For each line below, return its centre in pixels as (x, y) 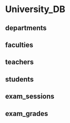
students (19, 79)
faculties (19, 45)
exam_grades (27, 114)
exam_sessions (30, 97)
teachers (19, 62)
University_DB (35, 9)
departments (26, 28)
